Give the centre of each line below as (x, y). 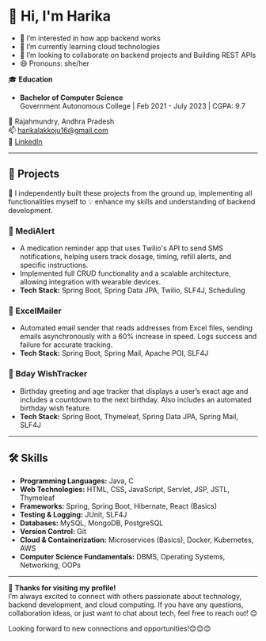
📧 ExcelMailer (35, 311)
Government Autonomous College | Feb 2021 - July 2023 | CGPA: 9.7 (132, 105)
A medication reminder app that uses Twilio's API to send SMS (122, 248)
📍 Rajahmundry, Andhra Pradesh (61, 121)
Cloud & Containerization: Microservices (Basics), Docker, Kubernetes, (137, 540)
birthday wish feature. (55, 408)
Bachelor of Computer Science (71, 97)
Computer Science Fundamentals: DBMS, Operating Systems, (122, 557)
